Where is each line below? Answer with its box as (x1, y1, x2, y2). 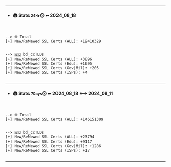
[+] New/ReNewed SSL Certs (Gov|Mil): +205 (5, 66, 99, 71)
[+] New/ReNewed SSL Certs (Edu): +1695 (5, 61, 93, 66)
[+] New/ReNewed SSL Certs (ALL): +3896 (5, 57, 93, 62)
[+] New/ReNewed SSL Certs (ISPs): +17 (5, 148, 90, 153)
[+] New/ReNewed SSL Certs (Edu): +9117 (5, 139, 93, 144)
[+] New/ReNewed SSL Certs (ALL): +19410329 (5, 39, 101, 44)
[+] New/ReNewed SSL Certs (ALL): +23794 (5, 134, 95, 140)
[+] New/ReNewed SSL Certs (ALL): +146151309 (5, 117, 103, 122)
